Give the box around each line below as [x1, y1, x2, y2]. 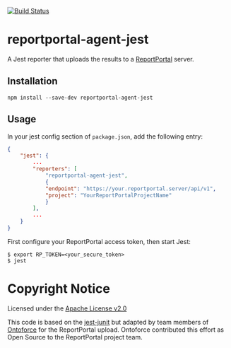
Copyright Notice [7, 281, 111, 297]
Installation [7, 75, 58, 88]
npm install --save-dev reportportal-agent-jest [7, 94, 153, 101]
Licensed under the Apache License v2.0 [7, 304, 127, 313]
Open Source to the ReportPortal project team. [7, 332, 143, 341]
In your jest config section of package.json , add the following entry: [7, 132, 203, 141]
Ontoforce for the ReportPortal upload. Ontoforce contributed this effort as [7, 325, 225, 334]
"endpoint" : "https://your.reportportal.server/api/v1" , [45, 185, 217, 192]
